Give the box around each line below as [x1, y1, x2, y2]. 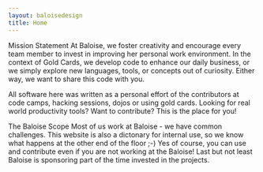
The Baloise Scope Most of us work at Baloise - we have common [8, 122, 223, 131]
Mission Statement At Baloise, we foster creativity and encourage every [8, 40, 242, 50]
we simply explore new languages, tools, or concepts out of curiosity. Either [8, 65, 255, 75]
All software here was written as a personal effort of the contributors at [8, 89, 239, 99]
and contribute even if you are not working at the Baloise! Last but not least [8, 147, 253, 156]
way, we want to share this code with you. [8, 74, 145, 84]
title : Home [8, 19, 47, 27]
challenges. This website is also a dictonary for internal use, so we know [8, 129, 244, 139]
